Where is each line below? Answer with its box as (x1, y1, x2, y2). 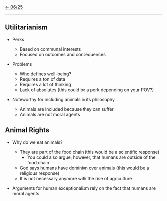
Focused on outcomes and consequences (19, 51, 106, 57)
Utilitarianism (5, 23, 48, 32)
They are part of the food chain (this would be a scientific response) (19, 149, 160, 155)
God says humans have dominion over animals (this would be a (19, 165, 149, 171)
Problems (12, 61, 32, 67)
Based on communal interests (19, 46, 81, 52)
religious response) (19, 170, 60, 176)
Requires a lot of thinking (19, 81, 71, 87)
